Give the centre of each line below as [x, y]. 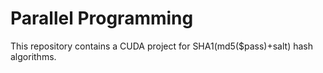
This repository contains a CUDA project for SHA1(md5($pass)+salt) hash [161, 46]
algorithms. [33, 56]
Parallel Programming [102, 18]
